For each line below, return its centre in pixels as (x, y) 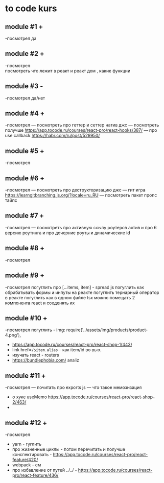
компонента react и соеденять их (40, 303)
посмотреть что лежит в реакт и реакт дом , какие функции (68, 71)
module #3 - (24, 86)
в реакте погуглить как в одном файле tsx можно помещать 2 (70, 297)
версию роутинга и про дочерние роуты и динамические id (68, 233)
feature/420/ (25, 459)
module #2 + (25, 54)
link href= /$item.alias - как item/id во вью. (57, 350)
